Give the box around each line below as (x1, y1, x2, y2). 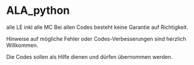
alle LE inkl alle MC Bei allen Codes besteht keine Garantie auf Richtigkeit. (6, 23, 189, 31)
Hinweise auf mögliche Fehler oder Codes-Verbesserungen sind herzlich (6, 35, 186, 42)
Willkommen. (6, 42, 38, 49)
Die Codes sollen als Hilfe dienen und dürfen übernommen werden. (6, 53, 173, 60)
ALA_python (6, 4, 70, 17)
